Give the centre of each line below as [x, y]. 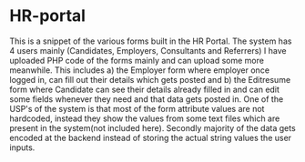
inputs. [22, 147]
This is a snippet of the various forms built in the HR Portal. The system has [151, 41]
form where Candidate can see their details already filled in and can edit [145, 89]
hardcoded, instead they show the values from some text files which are [145, 118]
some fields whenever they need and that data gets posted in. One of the [147, 99]
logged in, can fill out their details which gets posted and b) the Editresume [150, 79]
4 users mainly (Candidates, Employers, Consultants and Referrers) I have [148, 50]
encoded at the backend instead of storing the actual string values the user [151, 137]
